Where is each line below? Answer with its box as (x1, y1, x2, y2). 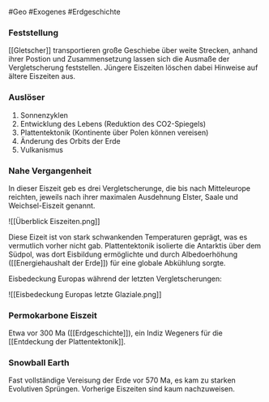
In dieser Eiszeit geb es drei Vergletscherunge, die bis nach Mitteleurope (8, 183, 251, 193)
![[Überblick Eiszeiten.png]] (8, 216, 100, 226)
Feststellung (8, 27, 59, 38)
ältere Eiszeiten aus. (8, 71, 75, 81)
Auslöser (8, 92, 45, 103)
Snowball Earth (8, 357, 70, 369)
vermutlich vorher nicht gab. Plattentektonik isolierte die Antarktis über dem (8, 240, 262, 250)
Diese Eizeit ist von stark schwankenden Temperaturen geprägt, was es (8, 231, 248, 242)
